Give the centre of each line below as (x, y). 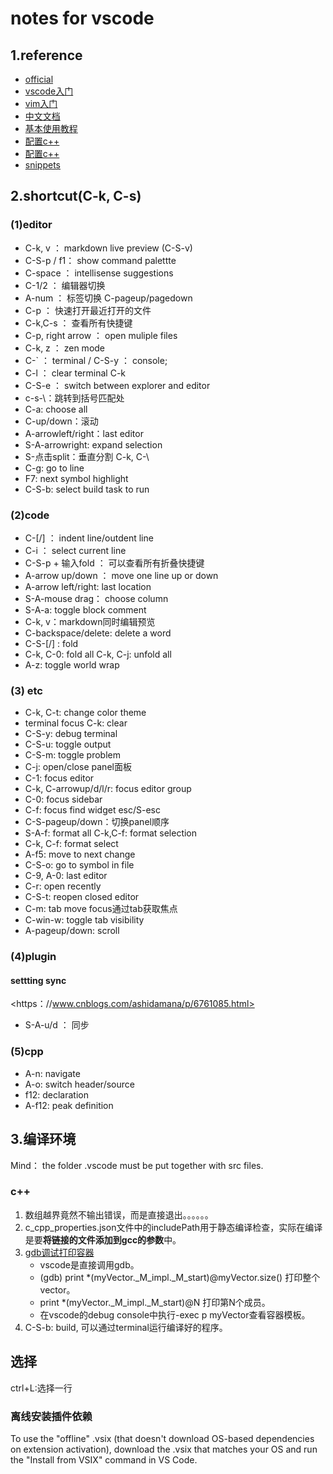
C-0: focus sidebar (63, 799)
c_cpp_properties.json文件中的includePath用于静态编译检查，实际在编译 (173, 1227)
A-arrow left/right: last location (88, 586)
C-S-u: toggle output (68, 744)
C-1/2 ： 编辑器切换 (65, 285)
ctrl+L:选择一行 (41, 1388)
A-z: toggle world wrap (72, 664)
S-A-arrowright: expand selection (93, 444)
